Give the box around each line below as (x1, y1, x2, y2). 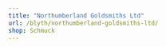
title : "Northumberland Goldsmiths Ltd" (8, 11, 145, 20)
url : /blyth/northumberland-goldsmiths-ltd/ (8, 19, 159, 27)
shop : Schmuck (8, 26, 56, 34)
